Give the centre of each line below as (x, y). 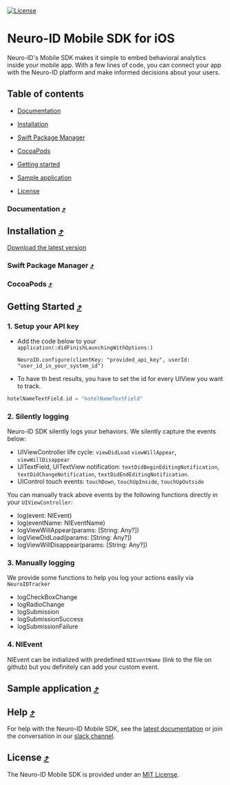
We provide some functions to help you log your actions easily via (101, 578)
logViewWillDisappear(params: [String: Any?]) (82, 545)
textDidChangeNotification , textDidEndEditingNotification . (103, 474)
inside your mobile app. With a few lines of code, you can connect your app (114, 65)
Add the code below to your (56, 341)
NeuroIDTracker (29, 584)
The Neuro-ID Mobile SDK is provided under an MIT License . (93, 774)
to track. (29, 386)
